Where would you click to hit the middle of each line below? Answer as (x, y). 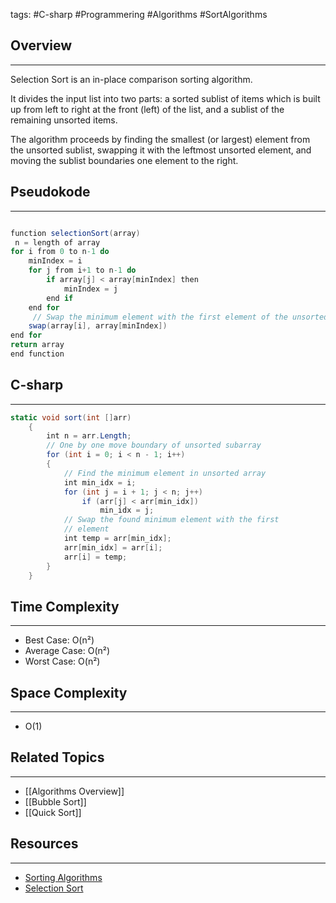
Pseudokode (50, 192)
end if (60, 298)
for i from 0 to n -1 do (60, 252)
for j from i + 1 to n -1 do (82, 270)
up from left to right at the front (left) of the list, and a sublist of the (147, 109)
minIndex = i (55, 261)
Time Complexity (65, 606)
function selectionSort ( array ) (75, 233)
